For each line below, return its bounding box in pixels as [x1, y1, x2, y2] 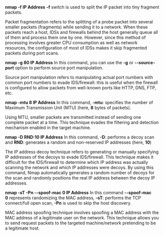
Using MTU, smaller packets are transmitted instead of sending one [5, 114, 141, 120]
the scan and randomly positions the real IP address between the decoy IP [5, 175, 155, 181]
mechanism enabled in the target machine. [5, 125, 92, 131]
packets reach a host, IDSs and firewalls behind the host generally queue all [5, 29, 158, 35]
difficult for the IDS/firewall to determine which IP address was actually [5, 159, 148, 165]
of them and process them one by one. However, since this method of [5, 34, 146, 40]
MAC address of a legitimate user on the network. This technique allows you [5, 215, 159, 220]
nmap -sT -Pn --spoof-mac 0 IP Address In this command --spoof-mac [5, 190, 152, 195]
